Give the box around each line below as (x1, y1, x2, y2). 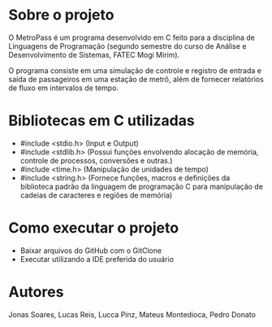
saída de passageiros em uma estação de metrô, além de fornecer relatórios (8, 74, 264, 84)
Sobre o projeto (8, 6, 114, 24)
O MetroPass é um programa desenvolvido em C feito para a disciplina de (8, 33, 256, 42)
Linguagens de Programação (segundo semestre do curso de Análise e (8, 41, 247, 50)
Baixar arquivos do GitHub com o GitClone (19, 246, 162, 255)
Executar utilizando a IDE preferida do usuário (19, 254, 175, 264)
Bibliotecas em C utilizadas (8, 111, 195, 130)
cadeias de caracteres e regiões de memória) (19, 190, 173, 200)
